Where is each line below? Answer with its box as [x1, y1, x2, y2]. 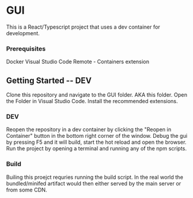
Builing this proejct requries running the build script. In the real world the [6, 174, 183, 181]
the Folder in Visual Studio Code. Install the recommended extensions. [6, 98, 178, 105]
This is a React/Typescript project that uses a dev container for [6, 23, 160, 30]
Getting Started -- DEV [6, 75, 92, 85]
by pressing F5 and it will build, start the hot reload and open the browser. [6, 138, 187, 146]
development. [6, 29, 40, 36]
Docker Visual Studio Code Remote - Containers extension [6, 58, 150, 66]
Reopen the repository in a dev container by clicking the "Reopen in [6, 126, 172, 133]
